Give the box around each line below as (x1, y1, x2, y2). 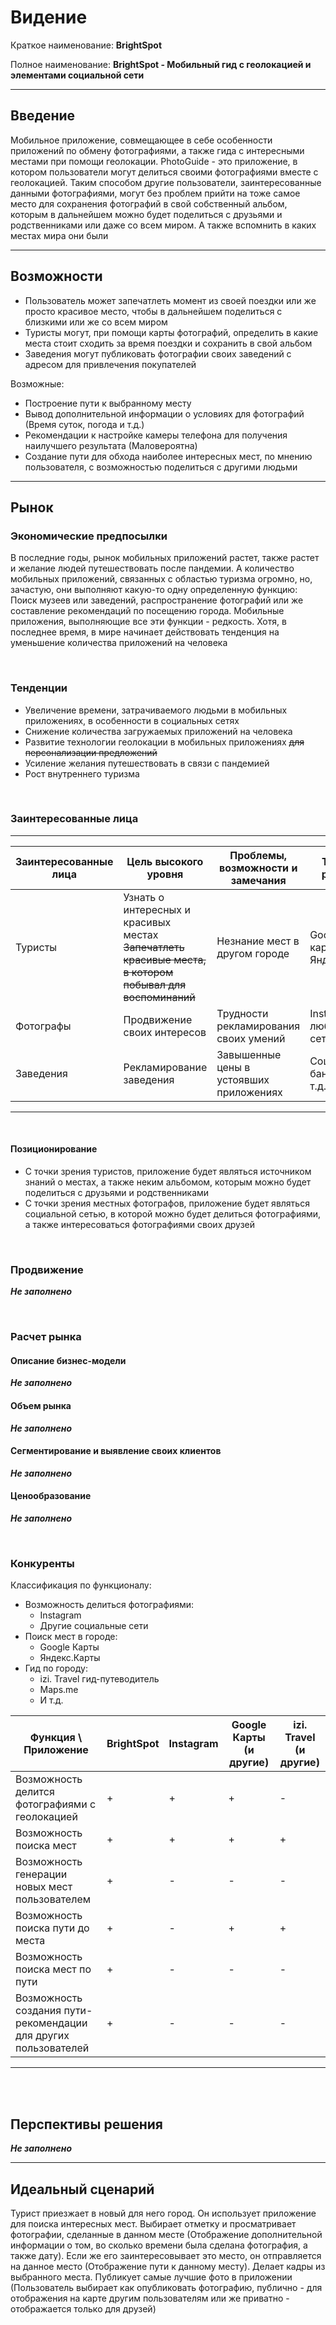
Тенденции (10, 681, 68, 695)
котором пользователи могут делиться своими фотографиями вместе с (10, 166, 319, 178)
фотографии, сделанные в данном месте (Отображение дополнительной (10, 2229, 323, 2240)
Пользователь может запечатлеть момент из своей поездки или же (24, 294, 317, 306)
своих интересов (123, 1025, 207, 1039)
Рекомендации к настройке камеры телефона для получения (24, 429, 288, 441)
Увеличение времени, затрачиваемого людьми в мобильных (24, 704, 288, 716)
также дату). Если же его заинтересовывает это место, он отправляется (10, 2250, 322, 2261)
